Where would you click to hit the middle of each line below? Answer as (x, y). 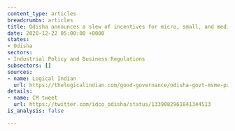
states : (19, 40)
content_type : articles (42, 14)
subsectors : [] (29, 65)
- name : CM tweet (33, 98)
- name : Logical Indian (42, 78)
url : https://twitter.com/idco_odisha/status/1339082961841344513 (112, 105)
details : (20, 91)
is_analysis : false (36, 111)
